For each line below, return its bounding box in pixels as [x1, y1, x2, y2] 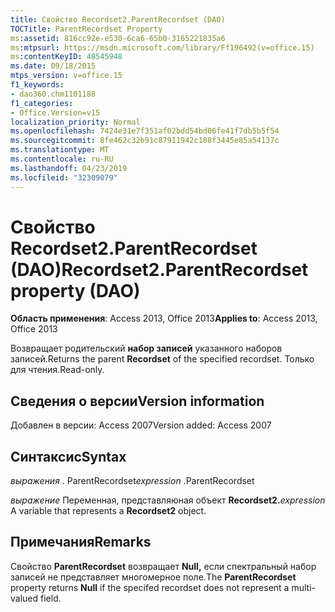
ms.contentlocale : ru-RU [10, 154, 114, 164]
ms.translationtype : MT [10, 145, 110, 155]
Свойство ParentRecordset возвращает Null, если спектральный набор [10, 560, 317, 572]
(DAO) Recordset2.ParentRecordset [10, 258, 309, 281]
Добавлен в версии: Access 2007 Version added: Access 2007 [10, 419, 272, 431]
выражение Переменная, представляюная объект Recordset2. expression [10, 494, 326, 506]
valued [10, 592, 39, 604]
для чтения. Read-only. [10, 364, 105, 376]
